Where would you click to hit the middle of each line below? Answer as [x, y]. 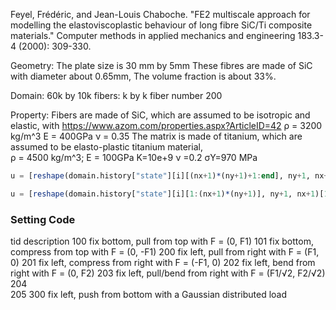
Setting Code [43, 219]
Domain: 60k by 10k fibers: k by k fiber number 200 [116, 95]
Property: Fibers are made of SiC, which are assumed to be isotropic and [160, 115]
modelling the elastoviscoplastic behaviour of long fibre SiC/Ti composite [161, 25]
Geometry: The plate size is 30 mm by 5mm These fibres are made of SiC [161, 65]
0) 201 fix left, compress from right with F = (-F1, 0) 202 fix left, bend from [163, 263]
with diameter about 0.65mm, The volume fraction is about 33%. [143, 76]
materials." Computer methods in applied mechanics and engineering [153, 35]
